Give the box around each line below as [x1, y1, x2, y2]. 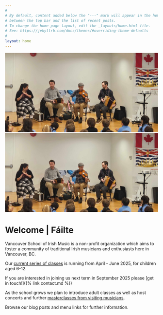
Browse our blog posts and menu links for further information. [5, 304, 129, 310]
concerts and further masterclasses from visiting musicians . [5, 295, 125, 300]
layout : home [5, 39, 32, 44]
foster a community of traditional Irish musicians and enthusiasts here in [5, 246, 149, 252]
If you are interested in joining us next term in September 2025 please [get [5, 275, 154, 281]
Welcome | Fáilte [5, 224, 74, 236]
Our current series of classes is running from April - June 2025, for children [5, 260, 156, 266]
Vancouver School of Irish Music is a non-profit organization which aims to [5, 241, 154, 246]
